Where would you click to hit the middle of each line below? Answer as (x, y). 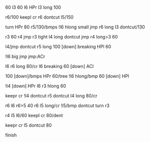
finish (11, 135)
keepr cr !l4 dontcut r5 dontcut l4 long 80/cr (51, 96)
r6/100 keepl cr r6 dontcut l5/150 (40, 17)
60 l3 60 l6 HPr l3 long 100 (33, 7)
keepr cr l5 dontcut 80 (29, 125)
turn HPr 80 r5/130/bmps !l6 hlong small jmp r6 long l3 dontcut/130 (75, 27)
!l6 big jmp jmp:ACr (25, 56)
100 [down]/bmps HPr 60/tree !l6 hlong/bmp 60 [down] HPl (67, 76)
